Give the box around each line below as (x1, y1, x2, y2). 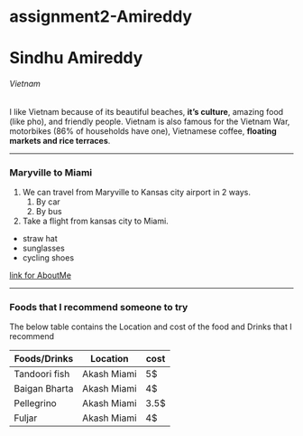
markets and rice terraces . (9, 135, 111, 146)
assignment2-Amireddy (9, 6, 192, 27)
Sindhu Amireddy (9, 48, 143, 69)
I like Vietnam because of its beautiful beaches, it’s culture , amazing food (9, 106, 284, 117)
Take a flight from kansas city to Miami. (22, 215, 169, 226)
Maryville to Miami (9, 166, 93, 178)
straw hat (22, 232, 59, 243)
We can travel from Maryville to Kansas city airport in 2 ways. (22, 186, 251, 197)
